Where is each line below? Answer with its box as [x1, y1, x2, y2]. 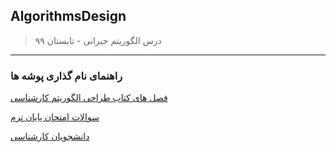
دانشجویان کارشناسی [10, 130, 90, 143]
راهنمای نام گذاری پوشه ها [10, 69, 123, 83]
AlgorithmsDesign [10, 8, 127, 25]
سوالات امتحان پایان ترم [10, 111, 100, 123]
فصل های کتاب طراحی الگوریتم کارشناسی [10, 92, 168, 104]
